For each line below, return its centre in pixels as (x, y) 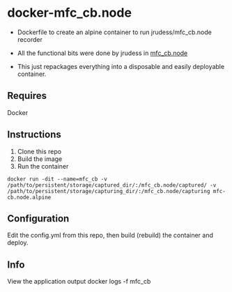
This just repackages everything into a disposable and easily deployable (121, 66)
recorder (30, 39)
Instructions (34, 135)
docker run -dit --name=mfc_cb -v (57, 179)
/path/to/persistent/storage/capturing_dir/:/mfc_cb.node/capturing (109, 191)
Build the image (40, 159)
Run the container (43, 166)
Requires (27, 96)
